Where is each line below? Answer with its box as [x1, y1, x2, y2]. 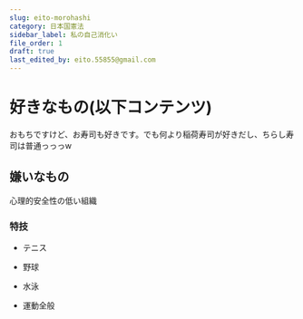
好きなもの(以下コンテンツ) [9, 97, 213, 118]
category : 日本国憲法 [9, 22, 84, 31]
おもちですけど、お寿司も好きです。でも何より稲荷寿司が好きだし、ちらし [9, 129, 287, 140]
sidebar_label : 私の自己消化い [9, 30, 118, 39]
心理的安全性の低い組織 [9, 195, 97, 206]
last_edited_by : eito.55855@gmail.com [9, 55, 156, 64]
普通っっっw [24, 140, 73, 150]
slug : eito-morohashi [9, 13, 92, 23]
